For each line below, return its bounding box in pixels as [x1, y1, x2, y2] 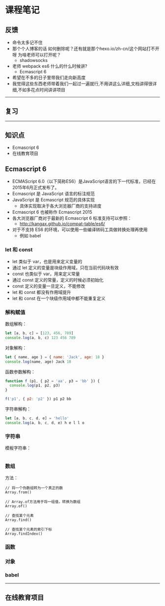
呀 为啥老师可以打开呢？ [12, 52, 61, 58]
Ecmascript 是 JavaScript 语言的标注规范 [12, 191, 95, 197]
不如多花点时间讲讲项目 [18, 87, 65, 92]
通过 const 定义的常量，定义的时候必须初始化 [12, 277, 104, 283]
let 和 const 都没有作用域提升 [12, 289, 71, 295]
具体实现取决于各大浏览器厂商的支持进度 [19, 203, 102, 209]
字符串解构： [5, 406, 31, 412]
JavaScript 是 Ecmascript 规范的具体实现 [12, 197, 95, 203]
